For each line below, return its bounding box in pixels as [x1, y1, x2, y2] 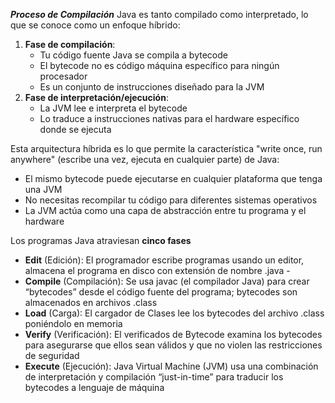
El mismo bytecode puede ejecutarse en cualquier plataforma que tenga [24, 173, 323, 184]
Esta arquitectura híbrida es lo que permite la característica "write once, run [10, 143, 323, 154]
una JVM [24, 184, 63, 195]
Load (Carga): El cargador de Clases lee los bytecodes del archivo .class [24, 307, 325, 319]
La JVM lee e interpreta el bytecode [39, 102, 188, 114]
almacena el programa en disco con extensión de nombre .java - [24, 265, 291, 276]
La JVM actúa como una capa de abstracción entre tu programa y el [24, 205, 307, 216]
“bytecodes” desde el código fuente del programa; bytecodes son [24, 286, 298, 298]
